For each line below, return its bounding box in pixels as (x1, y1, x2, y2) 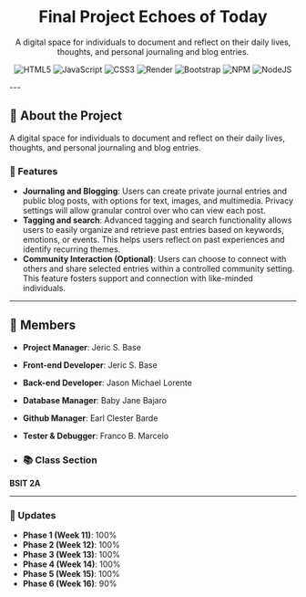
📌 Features (9, 164, 58, 177)
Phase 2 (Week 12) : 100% (22, 539, 120, 550)
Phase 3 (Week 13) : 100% (22, 550, 121, 560)
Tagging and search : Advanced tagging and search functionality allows (22, 215, 292, 225)
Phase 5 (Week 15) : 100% (22, 569, 120, 580)
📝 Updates (9, 509, 56, 522)
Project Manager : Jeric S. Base (22, 341, 141, 352)
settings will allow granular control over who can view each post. (22, 205, 266, 216)
